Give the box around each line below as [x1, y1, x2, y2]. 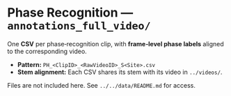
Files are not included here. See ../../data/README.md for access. [7, 81, 196, 89]
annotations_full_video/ [7, 19, 151, 32]
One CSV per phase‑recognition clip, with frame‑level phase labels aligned [7, 39, 224, 48]
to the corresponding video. [7, 47, 87, 55]
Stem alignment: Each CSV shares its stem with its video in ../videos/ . [17, 68, 223, 76]
